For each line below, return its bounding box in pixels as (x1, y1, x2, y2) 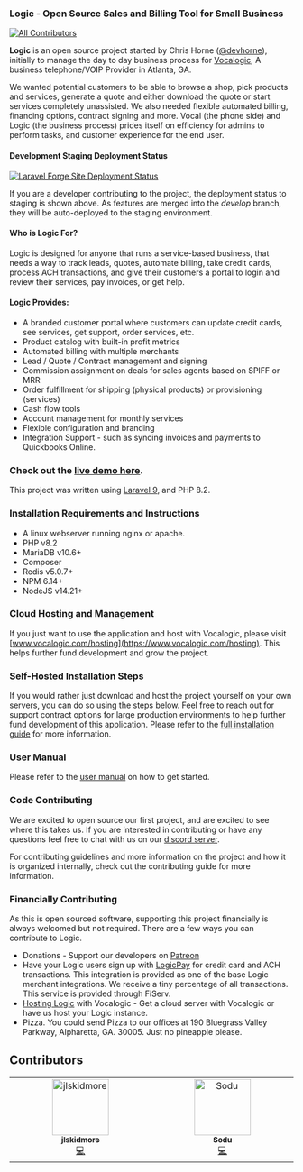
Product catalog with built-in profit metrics (22, 336, 180, 347)
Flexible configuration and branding (22, 422, 155, 433)
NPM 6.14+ (22, 575, 63, 586)
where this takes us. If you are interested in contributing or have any (9, 824, 262, 835)
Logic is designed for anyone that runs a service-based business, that (9, 247, 270, 259)
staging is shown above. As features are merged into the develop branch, (9, 197, 282, 208)
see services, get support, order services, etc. (22, 326, 195, 337)
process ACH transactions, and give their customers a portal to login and (9, 267, 280, 278)
